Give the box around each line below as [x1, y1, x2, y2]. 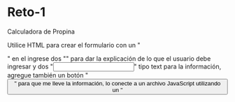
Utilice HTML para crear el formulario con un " [7, 41, 141, 49]
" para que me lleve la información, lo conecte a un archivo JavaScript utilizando [14, 80, 221, 87]
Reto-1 [7, 4, 46, 20]
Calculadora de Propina [7, 27, 76, 36]
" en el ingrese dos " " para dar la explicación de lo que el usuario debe [7, 54, 211, 63]
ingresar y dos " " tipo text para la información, [7, 62, 222, 71]
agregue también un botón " [7, 71, 89, 79]
